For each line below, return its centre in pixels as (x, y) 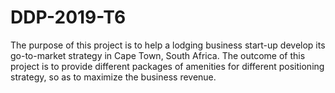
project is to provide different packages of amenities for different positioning (167, 66)
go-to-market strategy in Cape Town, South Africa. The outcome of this (158, 55)
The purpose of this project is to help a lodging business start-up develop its (168, 45)
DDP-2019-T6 (68, 17)
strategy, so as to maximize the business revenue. (113, 77)
